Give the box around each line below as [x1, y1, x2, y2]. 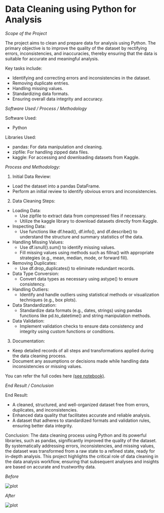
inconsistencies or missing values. [12, 363, 82, 369]
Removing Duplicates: [12, 260, 57, 266]
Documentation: [12, 338, 45, 344]
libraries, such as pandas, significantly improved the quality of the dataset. [5, 437, 157, 443]
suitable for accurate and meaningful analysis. [5, 55, 99, 61]
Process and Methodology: [5, 164, 60, 170]
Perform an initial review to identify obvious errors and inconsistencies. [12, 188, 157, 194]
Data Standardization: [12, 302, 57, 308]
